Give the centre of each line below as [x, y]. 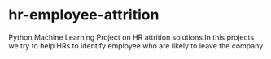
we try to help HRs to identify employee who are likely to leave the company [136, 45]
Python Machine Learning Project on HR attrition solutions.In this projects [131, 37]
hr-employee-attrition [84, 15]
